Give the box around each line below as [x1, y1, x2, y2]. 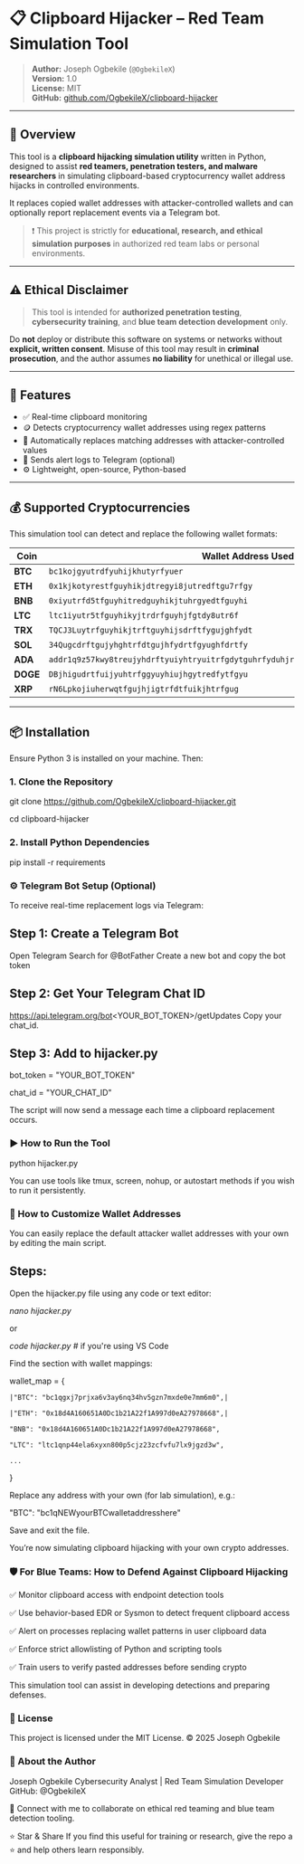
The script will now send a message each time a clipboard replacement [9, 1105, 275, 1116]
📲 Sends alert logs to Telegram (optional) [22, 454, 176, 465]
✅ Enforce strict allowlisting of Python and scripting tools [9, 1644, 223, 1655]
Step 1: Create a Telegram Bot [9, 926, 179, 942]
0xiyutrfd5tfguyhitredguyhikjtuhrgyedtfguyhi [48, 595, 249, 606]
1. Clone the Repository [9, 775, 113, 788]
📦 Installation [9, 724, 90, 739]
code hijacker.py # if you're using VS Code [9, 1340, 169, 1351]
